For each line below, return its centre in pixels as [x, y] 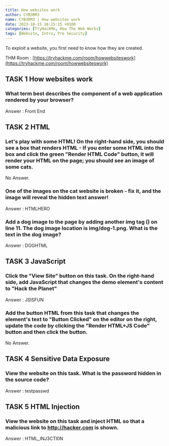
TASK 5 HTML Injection [43, 407]
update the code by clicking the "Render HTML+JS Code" [78, 326]
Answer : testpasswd [27, 391]
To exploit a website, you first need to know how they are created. [74, 48]
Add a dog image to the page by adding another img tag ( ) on [81, 221]
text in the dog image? [33, 234]
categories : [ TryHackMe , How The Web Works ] [53, 29]
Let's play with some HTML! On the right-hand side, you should [85, 141]
